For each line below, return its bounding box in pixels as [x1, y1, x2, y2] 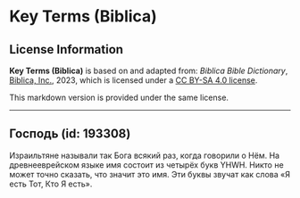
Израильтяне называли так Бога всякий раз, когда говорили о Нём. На [9, 150, 279, 161]
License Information [9, 42, 123, 57]
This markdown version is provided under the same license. [9, 92, 229, 103]
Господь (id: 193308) [9, 127, 131, 142]
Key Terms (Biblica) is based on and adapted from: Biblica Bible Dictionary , [9, 65, 288, 76]
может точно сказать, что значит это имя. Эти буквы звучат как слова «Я [9, 169, 290, 179]
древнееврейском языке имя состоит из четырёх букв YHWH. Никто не [9, 159, 284, 170]
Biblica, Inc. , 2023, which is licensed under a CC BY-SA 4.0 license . [9, 75, 258, 86]
